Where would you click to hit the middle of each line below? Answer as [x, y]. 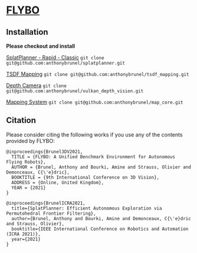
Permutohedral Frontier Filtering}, [51, 213]
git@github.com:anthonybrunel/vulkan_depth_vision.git [75, 91]
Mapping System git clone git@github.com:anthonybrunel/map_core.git [95, 102]
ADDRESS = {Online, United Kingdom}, [58, 182]
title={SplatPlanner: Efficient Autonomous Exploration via [87, 208]
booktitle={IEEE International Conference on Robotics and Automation [100, 229]
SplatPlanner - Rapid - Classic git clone [55, 57]
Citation [21, 120]
